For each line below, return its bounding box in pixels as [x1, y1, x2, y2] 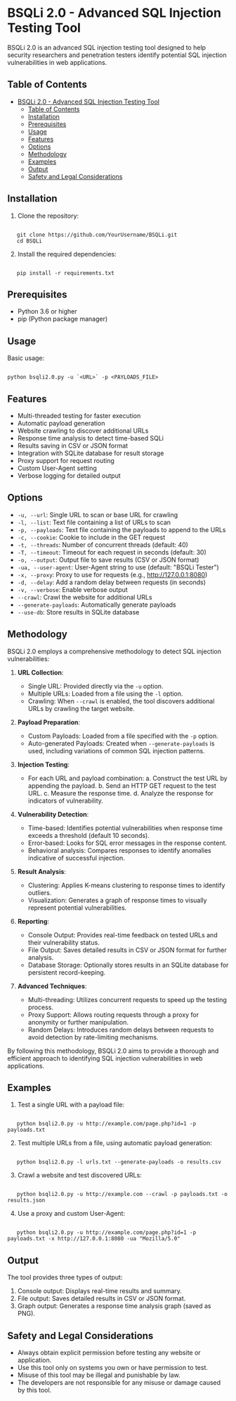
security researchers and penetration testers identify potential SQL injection [7, 51, 227, 59]
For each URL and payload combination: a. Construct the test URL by [27, 774, 228, 782]
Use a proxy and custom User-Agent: [17, 1209, 125, 1218]
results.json [7, 1197, 46, 1204]
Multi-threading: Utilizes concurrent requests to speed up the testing [27, 995, 227, 1004]
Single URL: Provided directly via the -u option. [27, 681, 164, 690]
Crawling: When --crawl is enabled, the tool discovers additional [27, 696, 215, 705]
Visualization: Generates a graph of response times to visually [27, 896, 207, 904]
